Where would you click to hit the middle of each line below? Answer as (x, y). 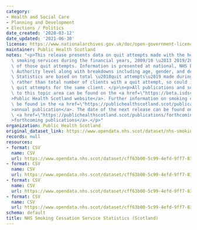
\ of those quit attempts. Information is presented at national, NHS (99, 66)
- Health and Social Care (38, 17)
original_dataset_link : (35, 131)
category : (18, 11)
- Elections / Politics (35, 28)
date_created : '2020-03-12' (40, 33)
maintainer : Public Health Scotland (51, 50)
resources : (19, 142)
